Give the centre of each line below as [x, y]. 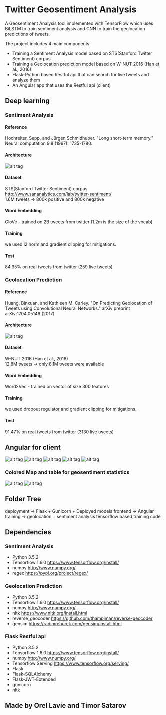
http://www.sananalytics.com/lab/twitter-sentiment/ [58, 194]
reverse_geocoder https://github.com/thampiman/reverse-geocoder [82, 618]
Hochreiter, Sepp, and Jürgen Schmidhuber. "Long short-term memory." [79, 138]
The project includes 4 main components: [48, 43]
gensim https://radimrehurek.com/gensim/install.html [67, 623]
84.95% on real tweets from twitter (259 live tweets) [59, 267]
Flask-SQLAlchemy [32, 674]
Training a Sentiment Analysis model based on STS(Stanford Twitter [82, 53]
